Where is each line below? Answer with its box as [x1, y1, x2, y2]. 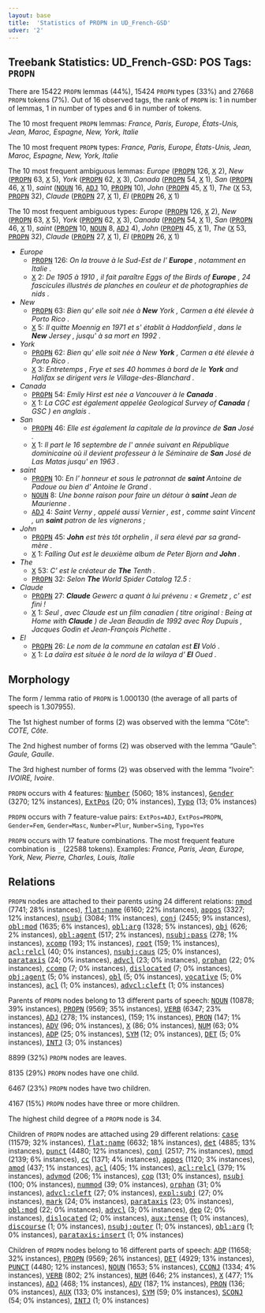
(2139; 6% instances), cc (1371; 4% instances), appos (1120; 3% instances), [8, 1154, 255, 1164]
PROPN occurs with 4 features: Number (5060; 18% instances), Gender [8, 789, 234, 797]
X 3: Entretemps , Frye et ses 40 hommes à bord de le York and [31, 365, 239, 374]
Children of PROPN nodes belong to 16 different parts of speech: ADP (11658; [8, 1245, 252, 1255]
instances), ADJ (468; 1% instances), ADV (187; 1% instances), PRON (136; [8, 1278, 245, 1288]
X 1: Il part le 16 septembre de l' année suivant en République [31, 440, 230, 450]
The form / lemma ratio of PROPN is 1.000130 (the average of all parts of [8, 694, 238, 703]
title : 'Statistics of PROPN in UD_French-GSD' [8, 19, 171, 27]
